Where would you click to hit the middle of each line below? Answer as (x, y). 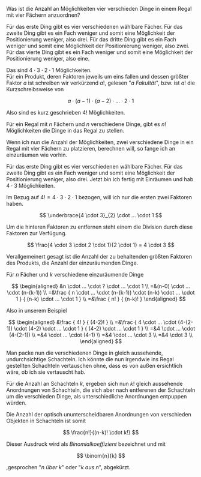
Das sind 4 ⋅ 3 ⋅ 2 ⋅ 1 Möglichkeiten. (49, 70)
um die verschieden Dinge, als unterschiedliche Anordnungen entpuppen (97, 396)
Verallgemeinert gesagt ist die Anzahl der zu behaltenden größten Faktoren (99, 256)
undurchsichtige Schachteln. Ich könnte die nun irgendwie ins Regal (90, 359)
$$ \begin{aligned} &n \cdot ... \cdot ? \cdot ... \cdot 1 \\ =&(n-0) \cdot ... (101, 286)
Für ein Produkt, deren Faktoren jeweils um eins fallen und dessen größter (97, 76)
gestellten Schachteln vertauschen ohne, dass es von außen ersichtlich (94, 366)
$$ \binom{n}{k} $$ (101, 456)
